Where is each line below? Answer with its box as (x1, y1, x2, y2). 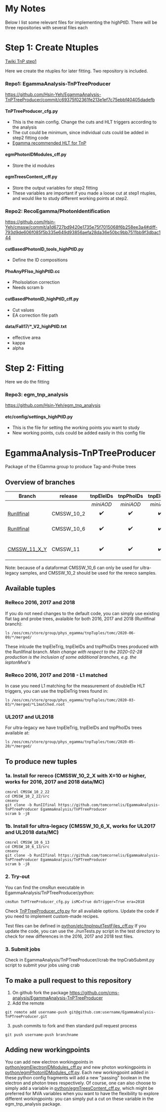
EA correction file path (12, 312, 58, 318)
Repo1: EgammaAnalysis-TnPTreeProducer (5, 80, 111, 87)
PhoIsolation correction (12, 279, 60, 285)
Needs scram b (12, 285, 43, 290)
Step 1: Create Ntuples (5, 42, 99, 53)
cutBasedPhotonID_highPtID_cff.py (5, 296, 79, 302)
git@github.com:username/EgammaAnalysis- (69, 1010, 156, 1015)
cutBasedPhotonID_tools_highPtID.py (5, 246, 84, 252)
